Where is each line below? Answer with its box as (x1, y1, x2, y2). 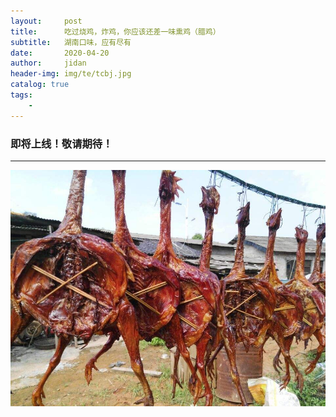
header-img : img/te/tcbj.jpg (10, 69, 132, 79)
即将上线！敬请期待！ (10, 136, 113, 150)
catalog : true (10, 80, 70, 90)
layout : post (10, 16, 83, 26)
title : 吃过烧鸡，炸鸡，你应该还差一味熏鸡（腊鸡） (10, 26, 221, 37)
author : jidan (10, 58, 87, 69)
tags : (10, 90, 33, 100)
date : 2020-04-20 (10, 48, 110, 58)
